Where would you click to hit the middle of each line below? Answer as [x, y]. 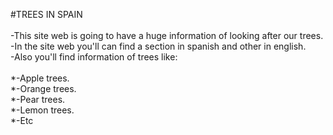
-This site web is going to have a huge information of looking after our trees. [167, 35]
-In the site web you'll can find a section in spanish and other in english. [158, 46]
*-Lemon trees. [42, 110]
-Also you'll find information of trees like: [94, 57]
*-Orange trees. [43, 88]
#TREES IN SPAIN [46, 14]
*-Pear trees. [38, 99]
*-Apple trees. [40, 78]
